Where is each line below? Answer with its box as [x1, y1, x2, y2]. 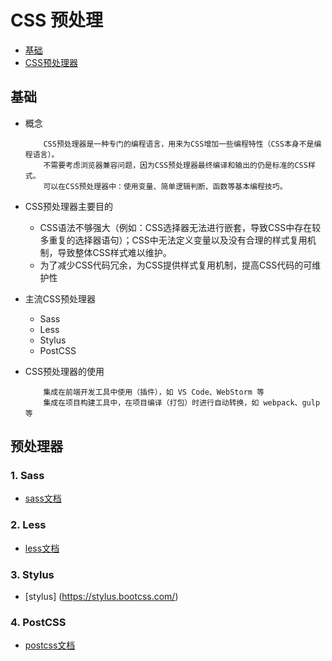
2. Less [10, 518, 47, 532]
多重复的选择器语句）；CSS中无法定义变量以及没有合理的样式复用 [39, 234, 308, 246]
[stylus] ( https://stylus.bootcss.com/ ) [24, 591, 179, 603]
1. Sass [10, 469, 45, 483]
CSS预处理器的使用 [24, 365, 105, 377]
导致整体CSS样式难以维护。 [57, 246, 172, 258]
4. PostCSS [10, 615, 67, 629]
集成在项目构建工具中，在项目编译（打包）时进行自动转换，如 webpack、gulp [43, 397, 321, 408]
